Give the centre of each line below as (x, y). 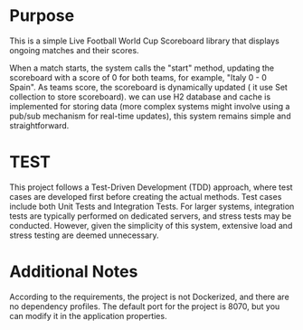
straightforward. (39, 125)
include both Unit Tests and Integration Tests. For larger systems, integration (152, 206)
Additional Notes (74, 272)
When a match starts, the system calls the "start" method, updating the (142, 68)
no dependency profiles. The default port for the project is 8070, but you (145, 306)
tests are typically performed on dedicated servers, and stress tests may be (151, 216)
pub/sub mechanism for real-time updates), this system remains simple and (150, 116)
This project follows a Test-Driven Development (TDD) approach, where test (151, 187)
